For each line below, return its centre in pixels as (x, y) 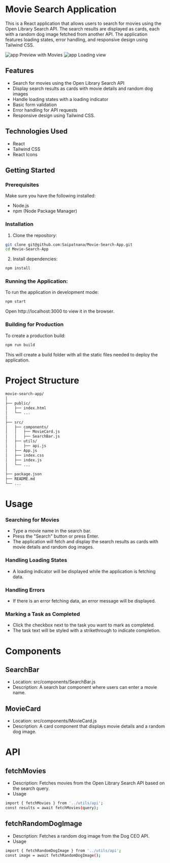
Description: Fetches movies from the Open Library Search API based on (89, 783)
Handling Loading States (36, 560)
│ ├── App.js (21, 450)
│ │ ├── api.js (26, 446)
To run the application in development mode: (52, 292)
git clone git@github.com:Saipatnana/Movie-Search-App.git (69, 245)
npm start (16, 302)
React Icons (25, 154)
